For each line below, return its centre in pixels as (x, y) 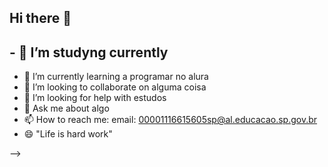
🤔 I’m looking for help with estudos (95, 98)
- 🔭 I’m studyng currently (89, 52)
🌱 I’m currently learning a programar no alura (116, 77)
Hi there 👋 (40, 18)
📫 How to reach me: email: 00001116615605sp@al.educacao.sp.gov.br (170, 120)
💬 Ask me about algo (66, 108)
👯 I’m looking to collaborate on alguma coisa (115, 87)
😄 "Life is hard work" (68, 134)
